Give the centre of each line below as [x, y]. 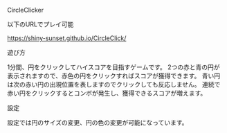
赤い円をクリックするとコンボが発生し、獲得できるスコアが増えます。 [107, 93]
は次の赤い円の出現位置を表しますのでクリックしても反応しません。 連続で [114, 85]
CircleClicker [26, 10]
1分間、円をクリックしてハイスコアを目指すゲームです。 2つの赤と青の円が [113, 67]
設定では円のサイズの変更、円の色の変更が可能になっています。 [98, 123]
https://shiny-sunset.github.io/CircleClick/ [67, 38]
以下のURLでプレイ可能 [40, 24]
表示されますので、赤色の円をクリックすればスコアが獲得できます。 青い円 [113, 76]
